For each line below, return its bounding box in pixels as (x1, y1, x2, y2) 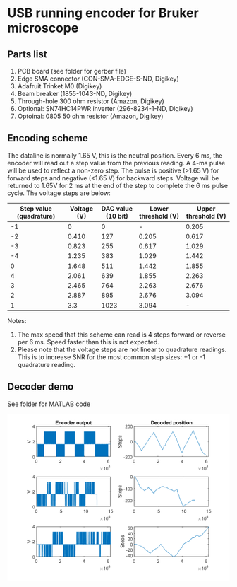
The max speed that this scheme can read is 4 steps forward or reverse (17, 330, 226, 339)
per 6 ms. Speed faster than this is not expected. (17, 338, 160, 347)
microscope (7, 20, 79, 36)
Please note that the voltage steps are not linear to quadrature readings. (17, 345, 227, 354)
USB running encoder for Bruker (7, 5, 199, 21)
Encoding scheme (7, 132, 88, 144)
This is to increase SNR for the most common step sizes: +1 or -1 (17, 353, 206, 361)
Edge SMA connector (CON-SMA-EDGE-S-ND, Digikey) (17, 74, 180, 83)
